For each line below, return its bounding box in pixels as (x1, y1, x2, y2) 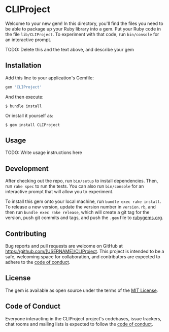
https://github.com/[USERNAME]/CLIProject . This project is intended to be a (5, 248, 164, 255)
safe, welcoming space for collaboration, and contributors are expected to (5, 254, 161, 260)
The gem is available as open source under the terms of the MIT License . (5, 287, 158, 293)
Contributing (5, 229, 47, 238)
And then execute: (5, 94, 44, 100)
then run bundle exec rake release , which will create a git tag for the (5, 209, 150, 216)
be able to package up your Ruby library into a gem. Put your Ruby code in (5, 25, 161, 32)
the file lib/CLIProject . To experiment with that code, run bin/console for (5, 31, 159, 37)
